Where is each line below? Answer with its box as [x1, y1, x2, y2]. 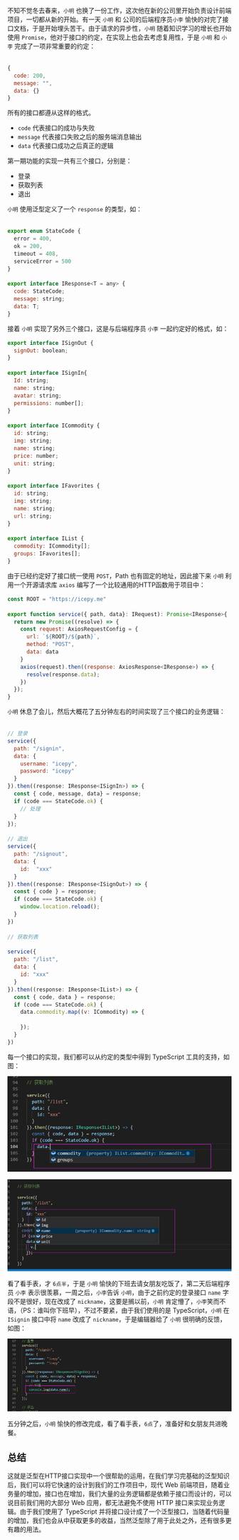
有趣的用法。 [7, 1525, 45, 1534]
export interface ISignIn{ [7, 370, 87, 377]
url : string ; [14, 513, 53, 520]
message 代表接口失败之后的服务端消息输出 [17, 133, 142, 141]
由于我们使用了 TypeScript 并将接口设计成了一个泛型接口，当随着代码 [19, 1507, 224, 1516]
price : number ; [14, 452, 59, 459]
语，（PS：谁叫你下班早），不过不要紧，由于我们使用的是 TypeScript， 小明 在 [7, 1306, 230, 1314]
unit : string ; [14, 460, 55, 467]
